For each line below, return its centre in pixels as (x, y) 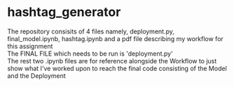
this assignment (30, 46)
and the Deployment (37, 76)
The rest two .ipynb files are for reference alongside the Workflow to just (112, 61)
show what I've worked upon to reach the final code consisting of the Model (117, 68)
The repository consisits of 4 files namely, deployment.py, (91, 31)
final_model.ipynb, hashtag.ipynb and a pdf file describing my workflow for (116, 38)
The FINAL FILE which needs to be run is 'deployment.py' (90, 54)
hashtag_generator (64, 12)
